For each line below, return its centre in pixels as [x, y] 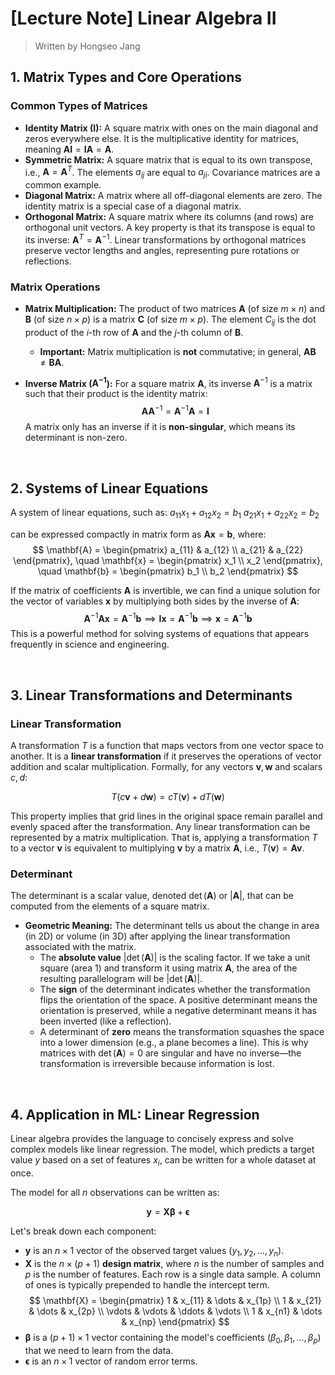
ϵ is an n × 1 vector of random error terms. [111, 1361]
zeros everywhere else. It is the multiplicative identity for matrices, [162, 138]
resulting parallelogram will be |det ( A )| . [121, 979]
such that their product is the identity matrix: [116, 394]
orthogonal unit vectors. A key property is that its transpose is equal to [170, 228]
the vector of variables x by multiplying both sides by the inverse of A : [155, 601]
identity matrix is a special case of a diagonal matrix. [133, 206]
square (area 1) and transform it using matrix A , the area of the [168, 968]
